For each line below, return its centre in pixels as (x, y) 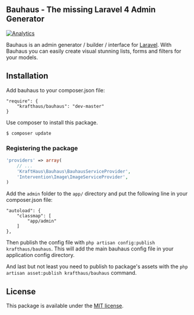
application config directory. (41, 255)
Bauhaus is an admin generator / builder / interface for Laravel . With (89, 44)
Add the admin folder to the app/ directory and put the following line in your (97, 194)
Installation (27, 76)
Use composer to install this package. (52, 122)
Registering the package (42, 148)
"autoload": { (24, 211)
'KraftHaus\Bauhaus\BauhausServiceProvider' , (74, 171)
